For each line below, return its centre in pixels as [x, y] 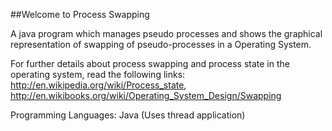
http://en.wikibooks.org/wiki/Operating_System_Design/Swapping [146, 95]
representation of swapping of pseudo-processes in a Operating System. [161, 44]
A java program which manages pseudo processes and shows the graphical [166, 33]
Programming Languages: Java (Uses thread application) [128, 115]
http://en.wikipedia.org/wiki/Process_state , [98, 85]
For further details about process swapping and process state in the [150, 63]
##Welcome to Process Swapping [80, 14]
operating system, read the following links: [98, 74]
